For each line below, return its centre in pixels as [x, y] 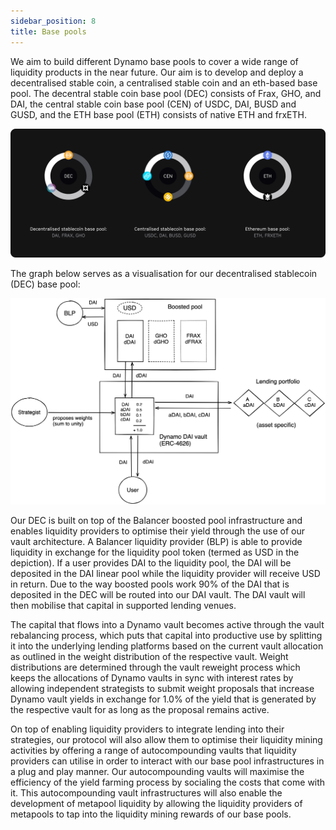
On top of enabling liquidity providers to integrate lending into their [147, 729]
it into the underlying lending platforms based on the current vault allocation [167, 646]
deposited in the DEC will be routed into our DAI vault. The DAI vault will [158, 595]
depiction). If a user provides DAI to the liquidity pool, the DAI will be [151, 563]
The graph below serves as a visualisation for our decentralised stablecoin [164, 274]
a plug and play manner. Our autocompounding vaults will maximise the [157, 772]
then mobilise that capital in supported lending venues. [123, 606]
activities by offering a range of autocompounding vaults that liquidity [153, 751]
